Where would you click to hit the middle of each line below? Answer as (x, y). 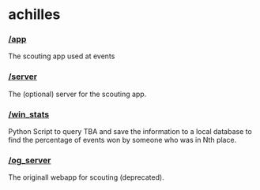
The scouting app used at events (62, 56)
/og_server (30, 160)
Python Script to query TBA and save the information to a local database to (130, 132)
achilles (34, 15)
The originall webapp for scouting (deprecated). (86, 177)
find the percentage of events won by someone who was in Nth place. (122, 140)
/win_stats (29, 114)
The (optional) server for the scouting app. (77, 94)
